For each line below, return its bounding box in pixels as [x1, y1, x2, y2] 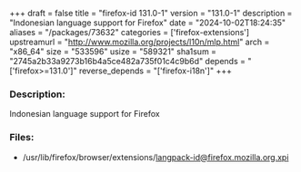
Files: [9, 131, 35, 144]
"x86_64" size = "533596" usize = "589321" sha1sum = [9, 46, 216, 57]
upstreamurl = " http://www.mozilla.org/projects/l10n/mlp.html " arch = [9, 36, 270, 47]
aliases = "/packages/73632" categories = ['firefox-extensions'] [9, 27, 250, 37]
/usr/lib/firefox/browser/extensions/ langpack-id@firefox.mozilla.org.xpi [22, 151, 289, 162]
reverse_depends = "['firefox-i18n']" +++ [78, 65, 232, 76]
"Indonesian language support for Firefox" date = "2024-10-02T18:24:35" [9, 17, 286, 28]
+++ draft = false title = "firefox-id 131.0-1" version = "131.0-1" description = [9, 8, 293, 18]
